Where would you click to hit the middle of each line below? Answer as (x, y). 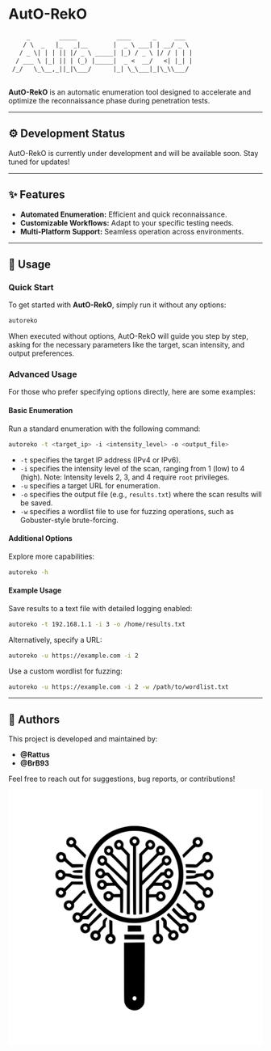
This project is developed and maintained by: (83, 739)
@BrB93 (35, 763)
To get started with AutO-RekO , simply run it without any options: (117, 305)
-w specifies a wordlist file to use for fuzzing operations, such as (127, 511)
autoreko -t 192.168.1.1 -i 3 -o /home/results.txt (97, 624)
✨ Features (37, 195)
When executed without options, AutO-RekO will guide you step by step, (128, 336)
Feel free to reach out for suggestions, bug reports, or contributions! (122, 779)
